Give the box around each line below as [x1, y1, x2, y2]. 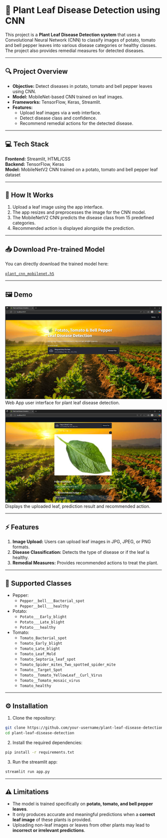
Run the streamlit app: [12, 759, 58, 765]
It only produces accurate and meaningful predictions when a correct [12, 812, 156, 818]
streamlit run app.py [5, 769, 50, 774]
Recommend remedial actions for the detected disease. [19, 120, 133, 126]
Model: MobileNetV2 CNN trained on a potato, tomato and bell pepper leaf [5, 166, 158, 172]
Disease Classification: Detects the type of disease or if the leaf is [12, 549, 150, 555]
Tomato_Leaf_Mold [19, 652, 56, 657]
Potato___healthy [19, 625, 56, 630]
